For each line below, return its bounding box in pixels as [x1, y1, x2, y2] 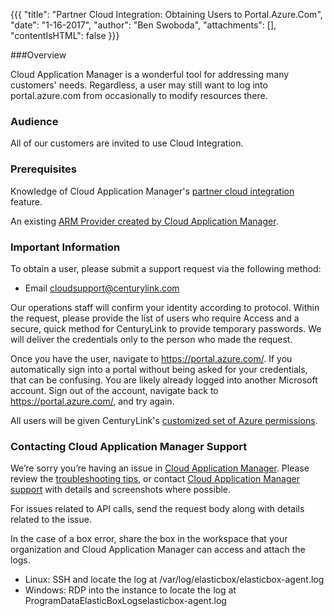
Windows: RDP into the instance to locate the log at [24, 584, 237, 596]
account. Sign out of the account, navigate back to [10, 384, 219, 396]
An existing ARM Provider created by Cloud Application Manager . [10, 215, 279, 227]
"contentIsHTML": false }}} [10, 30, 120, 41]
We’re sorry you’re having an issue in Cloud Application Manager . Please [10, 462, 310, 474]
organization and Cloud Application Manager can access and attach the [10, 544, 306, 556]
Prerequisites [10, 162, 77, 176]
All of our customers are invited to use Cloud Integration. [10, 137, 244, 149]
